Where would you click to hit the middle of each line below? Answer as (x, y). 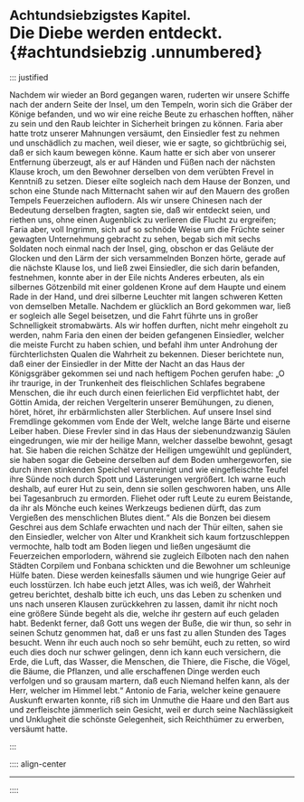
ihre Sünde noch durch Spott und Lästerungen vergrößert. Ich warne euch (148, 479)
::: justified (29, 77)
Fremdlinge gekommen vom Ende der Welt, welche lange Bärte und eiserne (150, 421)
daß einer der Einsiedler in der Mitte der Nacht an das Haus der (128, 363)
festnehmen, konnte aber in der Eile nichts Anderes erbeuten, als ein (137, 277)
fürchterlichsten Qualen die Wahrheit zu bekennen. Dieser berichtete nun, (147, 354)
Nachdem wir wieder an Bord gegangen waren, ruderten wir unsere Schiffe (150, 94)
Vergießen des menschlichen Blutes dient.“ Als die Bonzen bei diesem (140, 517)
